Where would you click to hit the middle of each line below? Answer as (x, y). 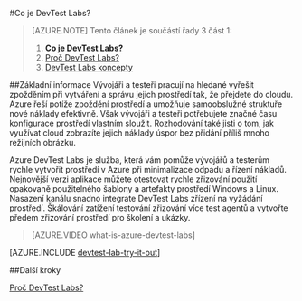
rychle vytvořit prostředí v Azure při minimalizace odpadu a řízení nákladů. (148, 169)
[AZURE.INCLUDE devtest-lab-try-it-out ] (85, 253)
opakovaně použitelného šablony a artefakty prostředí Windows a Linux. (144, 188)
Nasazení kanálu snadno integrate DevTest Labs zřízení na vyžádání (136, 198)
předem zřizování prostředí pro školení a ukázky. (100, 217)
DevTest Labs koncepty (89, 67)
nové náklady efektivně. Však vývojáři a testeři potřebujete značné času (143, 113)
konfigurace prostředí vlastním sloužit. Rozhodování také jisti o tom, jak (142, 123)
